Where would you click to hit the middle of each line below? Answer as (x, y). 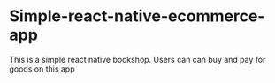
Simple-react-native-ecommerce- (137, 16)
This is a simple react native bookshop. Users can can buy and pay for (137, 59)
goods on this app (42, 69)
